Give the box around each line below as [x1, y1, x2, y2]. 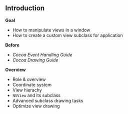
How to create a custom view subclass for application [12, 32, 123, 38]
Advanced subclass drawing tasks [12, 97, 83, 103]
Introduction [5, 4, 45, 12]
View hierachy [12, 87, 42, 93]
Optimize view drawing [12, 102, 60, 109]
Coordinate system [12, 81, 52, 87]
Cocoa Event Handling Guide [12, 51, 72, 57]
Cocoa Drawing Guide [12, 57, 58, 63]
